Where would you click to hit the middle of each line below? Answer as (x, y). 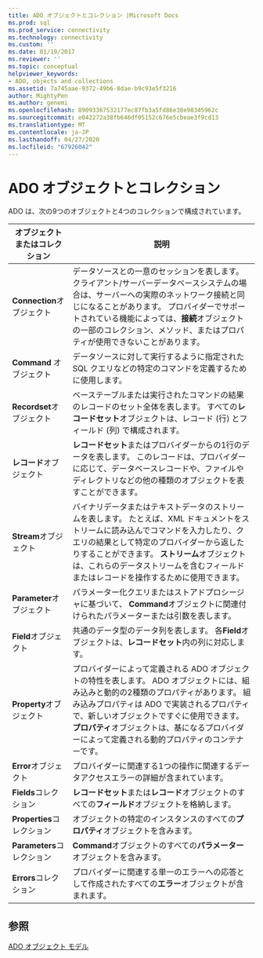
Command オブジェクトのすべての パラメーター (158, 846)
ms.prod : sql (29, 23)
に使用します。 (99, 380)
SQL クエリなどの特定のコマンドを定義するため (160, 368)
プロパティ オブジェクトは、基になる (139, 728)
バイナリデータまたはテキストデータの (143, 507)
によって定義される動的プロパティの (146, 740)
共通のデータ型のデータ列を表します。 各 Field (157, 631)
